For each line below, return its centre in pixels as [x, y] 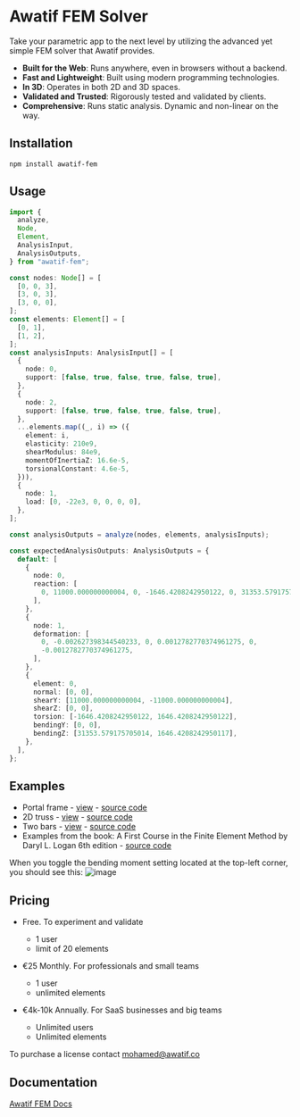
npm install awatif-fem [54, 164]
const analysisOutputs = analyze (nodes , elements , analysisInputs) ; [139, 534]
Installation [41, 143]
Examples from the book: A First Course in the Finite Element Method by [155, 836]
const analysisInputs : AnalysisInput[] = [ [92, 353]
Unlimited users [64, 1028]
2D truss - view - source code [77, 817]
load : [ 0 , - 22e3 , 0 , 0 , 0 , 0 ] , [83, 502]
